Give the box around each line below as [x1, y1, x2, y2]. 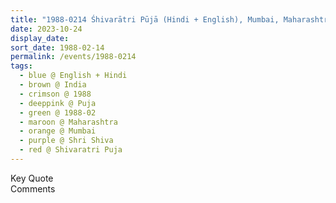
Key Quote [10, 172, 54, 184]
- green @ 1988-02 [19, 107, 97, 118]
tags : [10, 61, 33, 71]
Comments [10, 182, 56, 195]
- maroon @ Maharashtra [19, 117, 118, 127]
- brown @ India [19, 80, 87, 90]
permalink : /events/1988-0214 [10, 52, 137, 62]
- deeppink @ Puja [19, 98, 97, 108]
